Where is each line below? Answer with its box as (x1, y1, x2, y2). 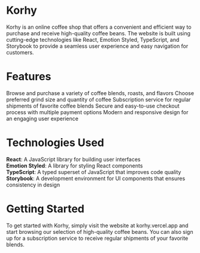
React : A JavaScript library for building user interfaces (6, 156, 141, 163)
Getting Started (6, 202, 85, 215)
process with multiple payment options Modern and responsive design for (6, 108, 189, 115)
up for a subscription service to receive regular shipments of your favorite (6, 234, 189, 242)
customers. (6, 48, 34, 56)
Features (6, 70, 51, 84)
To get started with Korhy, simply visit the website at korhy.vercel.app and (6, 222, 189, 229)
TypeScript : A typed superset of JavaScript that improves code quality (6, 168, 181, 175)
